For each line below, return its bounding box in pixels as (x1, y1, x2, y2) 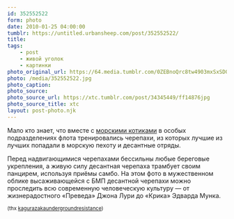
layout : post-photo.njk (7, 107, 77, 114)
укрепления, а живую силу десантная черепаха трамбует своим (7, 161, 201, 170)
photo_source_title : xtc (7, 101, 79, 108)
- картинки (19, 62, 52, 69)
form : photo (7, 17, 42, 24)
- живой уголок (19, 56, 64, 63)
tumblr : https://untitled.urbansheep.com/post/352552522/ (7, 29, 179, 37)
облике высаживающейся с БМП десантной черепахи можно (7, 177, 192, 185)
